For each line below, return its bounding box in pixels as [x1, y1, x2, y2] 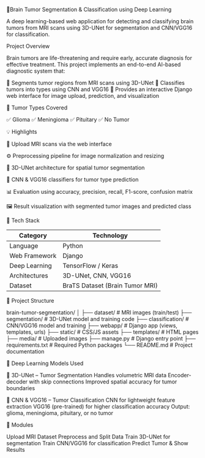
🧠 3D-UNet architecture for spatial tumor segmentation [6, 164, 145, 171]
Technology [92, 231, 129, 240]
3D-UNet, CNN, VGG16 [62, 271, 132, 279]
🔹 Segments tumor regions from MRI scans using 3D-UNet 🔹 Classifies [6, 79, 185, 86]
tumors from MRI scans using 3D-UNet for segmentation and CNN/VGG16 [6, 24, 193, 31]
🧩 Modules [6, 421, 34, 428]
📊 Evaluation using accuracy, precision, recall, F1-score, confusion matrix [6, 188, 193, 195]
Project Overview [6, 43, 50, 50]
